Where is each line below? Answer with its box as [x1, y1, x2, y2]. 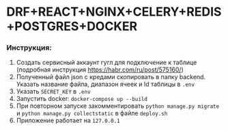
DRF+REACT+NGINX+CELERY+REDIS [6, 4, 222, 20]
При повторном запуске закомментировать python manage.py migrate [16, 102, 220, 110]
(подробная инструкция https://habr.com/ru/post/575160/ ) [16, 65, 184, 74]
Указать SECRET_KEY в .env [16, 87, 91, 96]
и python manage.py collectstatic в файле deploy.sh [16, 109, 168, 117]
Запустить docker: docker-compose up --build [16, 95, 148, 103]
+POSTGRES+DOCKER [6, 18, 138, 34]
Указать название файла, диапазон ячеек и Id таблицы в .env [16, 80, 195, 89]
